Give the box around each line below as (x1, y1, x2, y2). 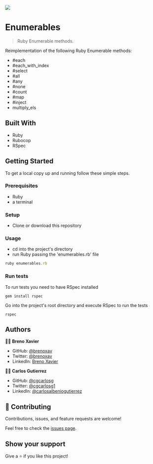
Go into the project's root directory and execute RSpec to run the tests (5, 302, 148, 308)
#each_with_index (12, 62, 49, 68)
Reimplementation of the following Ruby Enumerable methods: (5, 48, 132, 53)
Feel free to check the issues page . (5, 425, 76, 431)
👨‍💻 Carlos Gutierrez (5, 368, 47, 374)
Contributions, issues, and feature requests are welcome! (5, 416, 122, 422)
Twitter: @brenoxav (12, 353, 53, 359)
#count (12, 89, 27, 95)
